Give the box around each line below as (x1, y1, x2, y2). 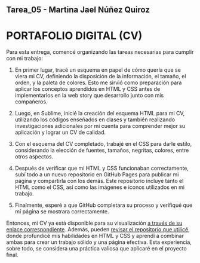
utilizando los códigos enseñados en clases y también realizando (14, 116, 176, 123)
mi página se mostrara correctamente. (14, 208, 109, 215)
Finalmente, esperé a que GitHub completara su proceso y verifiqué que (14, 201, 193, 209)
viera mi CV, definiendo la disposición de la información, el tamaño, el (14, 73, 186, 80)
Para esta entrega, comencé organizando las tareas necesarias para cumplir (6, 48, 194, 56)
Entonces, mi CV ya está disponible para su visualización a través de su (6, 219, 183, 227)
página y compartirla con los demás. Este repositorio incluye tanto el (14, 178, 184, 185)
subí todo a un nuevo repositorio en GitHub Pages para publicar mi (14, 171, 179, 178)
